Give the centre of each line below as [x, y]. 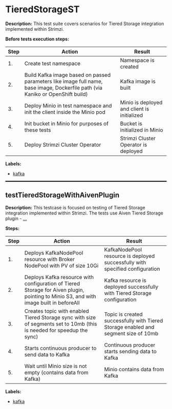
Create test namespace [52, 63]
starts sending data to [131, 351]
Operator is [134, 144]
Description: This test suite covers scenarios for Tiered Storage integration [85, 24]
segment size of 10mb [131, 333]
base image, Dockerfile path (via [63, 88]
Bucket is [131, 123]
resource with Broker [50, 259]
